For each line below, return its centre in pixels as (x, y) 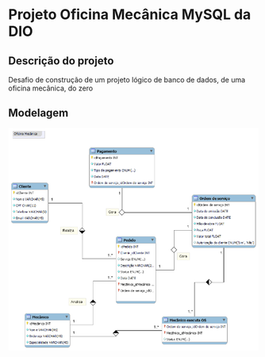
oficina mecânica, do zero (51, 88)
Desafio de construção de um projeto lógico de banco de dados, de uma (127, 80)
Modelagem (38, 113)
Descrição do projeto (61, 61)
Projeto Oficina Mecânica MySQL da (130, 15)
